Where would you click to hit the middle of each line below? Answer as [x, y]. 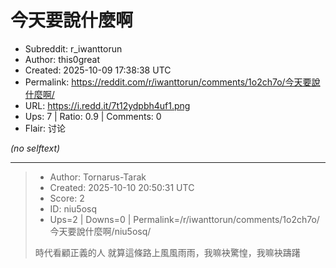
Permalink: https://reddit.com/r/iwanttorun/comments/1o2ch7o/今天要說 [172, 82]
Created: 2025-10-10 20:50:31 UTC [122, 187]
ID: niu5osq [73, 208]
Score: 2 [67, 198]
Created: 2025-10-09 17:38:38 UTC [98, 70]
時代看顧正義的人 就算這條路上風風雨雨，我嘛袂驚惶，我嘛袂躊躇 [167, 252]
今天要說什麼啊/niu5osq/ [100, 231]
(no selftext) [35, 148]
